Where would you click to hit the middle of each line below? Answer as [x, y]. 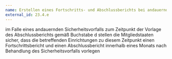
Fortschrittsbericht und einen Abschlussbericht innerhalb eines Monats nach [86, 45]
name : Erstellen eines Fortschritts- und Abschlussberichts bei [75, 10]
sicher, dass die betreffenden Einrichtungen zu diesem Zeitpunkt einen [80, 40]
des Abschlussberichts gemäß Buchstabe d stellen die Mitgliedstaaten [79, 35]
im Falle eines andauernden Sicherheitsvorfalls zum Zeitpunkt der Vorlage [83, 29]
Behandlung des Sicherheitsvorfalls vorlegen [53, 51]
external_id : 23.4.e [27, 15]
